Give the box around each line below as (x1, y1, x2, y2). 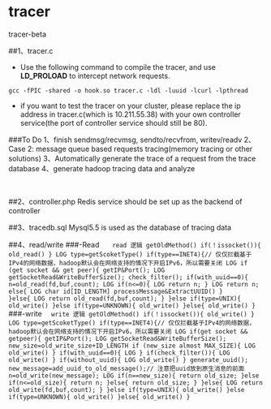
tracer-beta (8, 29, 47, 39)
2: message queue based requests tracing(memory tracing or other (27, 144, 253, 153)
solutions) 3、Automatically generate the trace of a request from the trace (8, 153, 256, 163)
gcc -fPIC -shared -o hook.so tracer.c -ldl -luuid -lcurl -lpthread (8, 86, 249, 95)
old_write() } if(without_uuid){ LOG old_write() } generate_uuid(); (8, 355, 249, 364)
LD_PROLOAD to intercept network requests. (19, 71, 170, 80)
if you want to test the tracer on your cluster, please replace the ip (19, 101, 241, 110)
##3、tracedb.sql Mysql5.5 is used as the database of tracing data (8, 222, 232, 232)
